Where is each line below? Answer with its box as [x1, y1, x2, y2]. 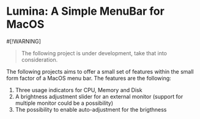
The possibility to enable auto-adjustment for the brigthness [15, 106, 167, 113]
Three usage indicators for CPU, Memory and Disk [15, 86, 143, 93]
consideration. [21, 56, 58, 63]
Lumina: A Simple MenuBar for [6, 4, 165, 18]
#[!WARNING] [6, 37, 42, 45]
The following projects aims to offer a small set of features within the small [6, 67, 194, 75]
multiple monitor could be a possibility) [15, 99, 114, 107]
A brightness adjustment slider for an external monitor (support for [15, 93, 183, 100]
